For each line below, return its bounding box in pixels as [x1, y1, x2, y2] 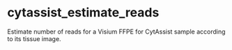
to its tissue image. [7, 34, 61, 42]
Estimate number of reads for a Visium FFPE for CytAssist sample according [7, 27, 226, 36]
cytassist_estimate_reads [7, 5, 160, 21]
